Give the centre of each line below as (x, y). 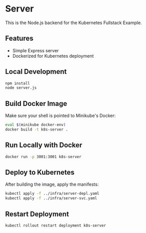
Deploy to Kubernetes (40, 172)
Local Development (36, 72)
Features (19, 38)
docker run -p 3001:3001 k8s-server (43, 157)
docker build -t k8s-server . (37, 130)
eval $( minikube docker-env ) (35, 125)
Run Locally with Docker (44, 145)
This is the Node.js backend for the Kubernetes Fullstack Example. (73, 23)
